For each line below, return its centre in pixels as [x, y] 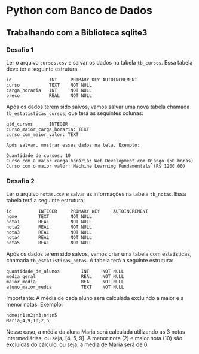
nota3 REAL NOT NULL [49, 232]
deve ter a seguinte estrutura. [43, 69]
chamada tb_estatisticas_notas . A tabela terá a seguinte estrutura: [90, 261]
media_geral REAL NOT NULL [65, 277]
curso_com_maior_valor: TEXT [42, 134]
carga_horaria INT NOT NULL [49, 90]
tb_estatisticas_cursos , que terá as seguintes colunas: [75, 113]
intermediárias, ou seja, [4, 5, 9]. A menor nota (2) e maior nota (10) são [94, 338]
